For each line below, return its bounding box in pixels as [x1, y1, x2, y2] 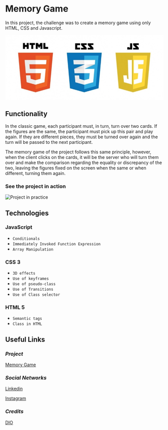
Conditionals [12, 236, 40, 241]
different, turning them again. [5, 170, 66, 176]
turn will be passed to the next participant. [5, 139, 93, 145]
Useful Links [5, 335, 45, 343]
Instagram [5, 395, 26, 401]
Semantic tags [12, 316, 42, 321]
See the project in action [5, 183, 66, 190]
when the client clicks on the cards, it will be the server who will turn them [5, 154, 159, 160]
